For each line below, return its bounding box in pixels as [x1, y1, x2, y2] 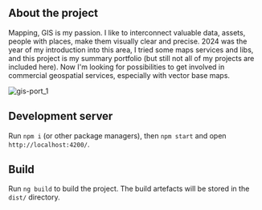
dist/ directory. [8, 192, 60, 202]
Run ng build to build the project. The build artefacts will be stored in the [8, 184, 250, 194]
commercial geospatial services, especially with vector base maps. [8, 70, 231, 80]
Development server [8, 109, 113, 123]
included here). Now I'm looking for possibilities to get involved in [8, 62, 225, 72]
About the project [8, 6, 99, 20]
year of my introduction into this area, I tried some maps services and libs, [8, 44, 254, 55]
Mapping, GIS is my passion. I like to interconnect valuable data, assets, [8, 27, 246, 37]
